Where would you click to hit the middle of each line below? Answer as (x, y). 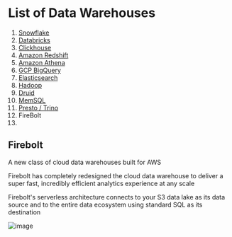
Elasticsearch (38, 77)
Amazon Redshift (43, 55)
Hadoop (30, 85)
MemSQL (32, 100)
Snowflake (34, 33)
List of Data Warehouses (82, 13)
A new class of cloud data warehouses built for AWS (85, 162)
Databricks (34, 40)
